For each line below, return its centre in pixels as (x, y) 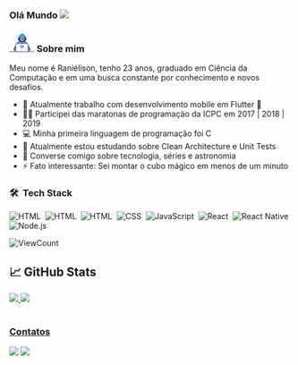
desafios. (26, 87)
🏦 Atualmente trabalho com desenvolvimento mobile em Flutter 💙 (142, 105)
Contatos (30, 332)
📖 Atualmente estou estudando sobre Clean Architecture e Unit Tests (149, 147)
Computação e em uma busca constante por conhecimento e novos (134, 78)
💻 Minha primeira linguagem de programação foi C (117, 133)
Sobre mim (60, 48)
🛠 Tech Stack (41, 193)
